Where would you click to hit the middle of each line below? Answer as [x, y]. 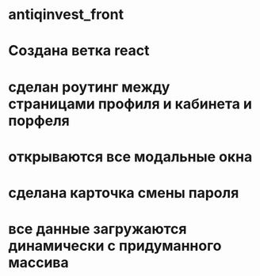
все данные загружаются [97, 229]
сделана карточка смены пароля [124, 193]
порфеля [39, 121]
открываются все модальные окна [130, 157]
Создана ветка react [79, 51]
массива [38, 263]
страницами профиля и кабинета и [130, 104]
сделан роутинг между [89, 87]
